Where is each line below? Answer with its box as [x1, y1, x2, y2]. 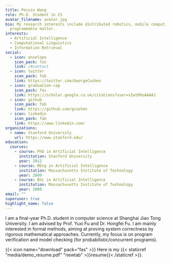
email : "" [5, 191, 26, 196]
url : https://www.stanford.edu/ [14, 135, 83, 140]
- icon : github [10, 97, 42, 102]
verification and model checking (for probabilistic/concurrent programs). [5, 237, 158, 243]
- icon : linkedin [10, 111, 47, 117]
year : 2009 [18, 173, 42, 178]
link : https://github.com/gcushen [14, 107, 88, 112]
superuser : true [5, 196, 40, 201]
